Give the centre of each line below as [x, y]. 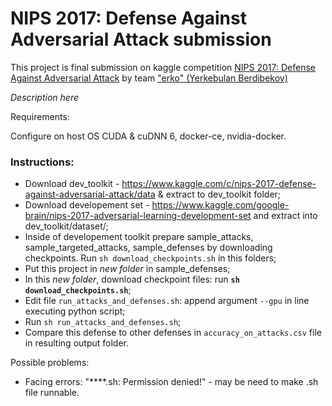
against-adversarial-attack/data [90, 194]
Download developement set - [87, 205]
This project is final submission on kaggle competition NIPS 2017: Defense [163, 67]
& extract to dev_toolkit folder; [219, 194]
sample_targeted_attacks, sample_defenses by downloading [148, 248]
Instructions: [42, 162]
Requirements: [40, 116]
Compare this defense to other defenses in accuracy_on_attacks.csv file [173, 333]
